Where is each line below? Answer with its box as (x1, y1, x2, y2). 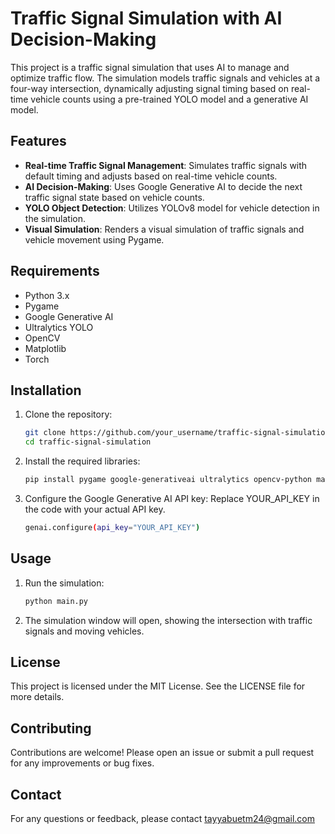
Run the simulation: (24, 577, 105, 589)
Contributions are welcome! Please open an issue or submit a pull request (10, 747, 315, 759)
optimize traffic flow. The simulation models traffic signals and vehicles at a (10, 72, 321, 84)
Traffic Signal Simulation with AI (10, 7, 283, 30)
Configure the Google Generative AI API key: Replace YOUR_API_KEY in (24, 493, 320, 504)
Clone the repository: (24, 408, 113, 421)
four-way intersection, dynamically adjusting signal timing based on (10, 82, 289, 94)
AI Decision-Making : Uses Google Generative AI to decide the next (24, 180, 303, 192)
